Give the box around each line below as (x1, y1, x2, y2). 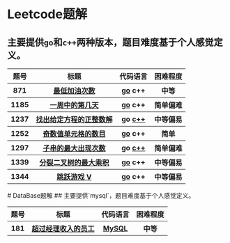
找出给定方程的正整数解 (36, 115, 113, 124)
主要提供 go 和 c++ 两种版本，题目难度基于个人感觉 (7, 36, 214, 48)
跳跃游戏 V (56, 172, 92, 182)
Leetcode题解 (7, 6, 88, 22)
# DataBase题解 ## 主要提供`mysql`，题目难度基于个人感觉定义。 (7, 191, 195, 199)
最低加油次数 (53, 86, 95, 95)
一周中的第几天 (49, 100, 99, 110)
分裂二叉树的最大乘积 (39, 158, 109, 167)
